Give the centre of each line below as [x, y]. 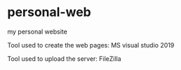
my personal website [38, 31]
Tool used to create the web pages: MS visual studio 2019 [91, 45]
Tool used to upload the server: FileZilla [64, 58]
